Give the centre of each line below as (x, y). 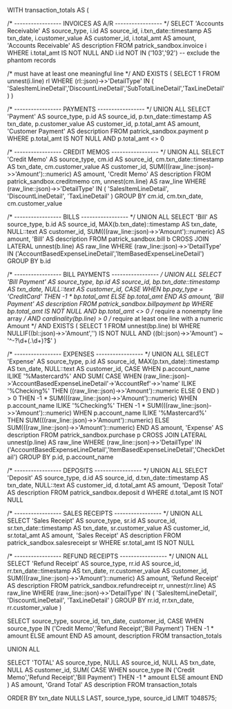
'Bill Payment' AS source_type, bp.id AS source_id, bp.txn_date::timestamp (114, 282)
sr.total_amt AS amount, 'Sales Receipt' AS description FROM (94, 535)
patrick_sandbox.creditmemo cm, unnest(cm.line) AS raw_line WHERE (107, 181)
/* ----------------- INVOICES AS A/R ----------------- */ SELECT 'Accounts (116, 23)
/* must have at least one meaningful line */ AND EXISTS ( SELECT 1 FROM (114, 73)
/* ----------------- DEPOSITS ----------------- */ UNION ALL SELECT (108, 470)
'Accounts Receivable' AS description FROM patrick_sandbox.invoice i (107, 45)
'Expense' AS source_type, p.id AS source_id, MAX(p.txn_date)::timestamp (113, 361)
